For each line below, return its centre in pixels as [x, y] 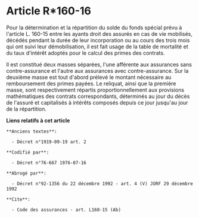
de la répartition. [26, 109]
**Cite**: [18, 199]
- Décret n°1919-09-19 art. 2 [49, 142]
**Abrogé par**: [26, 173]
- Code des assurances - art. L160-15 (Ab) [66, 210]
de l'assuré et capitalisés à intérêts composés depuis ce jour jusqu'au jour [97, 102]
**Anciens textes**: [32, 131]
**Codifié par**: [28, 152]
